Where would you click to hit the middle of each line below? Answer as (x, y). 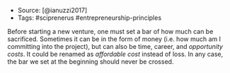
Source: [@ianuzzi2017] (52, 10)
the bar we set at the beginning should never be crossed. (91, 62)
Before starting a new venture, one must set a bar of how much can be (110, 32)
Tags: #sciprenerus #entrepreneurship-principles (89, 18)
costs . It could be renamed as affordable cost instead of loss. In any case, (115, 54)
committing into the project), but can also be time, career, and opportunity (115, 46)
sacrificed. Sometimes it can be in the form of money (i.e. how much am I (114, 39)
